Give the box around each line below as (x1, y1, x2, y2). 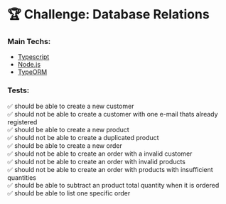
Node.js (17, 60, 41, 69)
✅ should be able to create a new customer (7, 102, 134, 110)
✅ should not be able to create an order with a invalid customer (7, 149, 193, 158)
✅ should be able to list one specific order (7, 188, 131, 197)
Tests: (7, 85, 30, 95)
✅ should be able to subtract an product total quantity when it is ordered (7, 181, 220, 189)
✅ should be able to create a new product (7, 125, 129, 134)
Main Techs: (7, 37, 51, 47)
